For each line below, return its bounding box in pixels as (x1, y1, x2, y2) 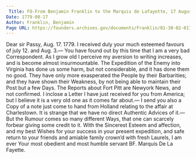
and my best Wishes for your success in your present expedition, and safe (6, 128, 185, 135)
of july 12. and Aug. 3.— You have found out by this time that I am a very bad (6, 47, 190, 54)
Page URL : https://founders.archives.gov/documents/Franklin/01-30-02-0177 (6, 25, 194, 31)
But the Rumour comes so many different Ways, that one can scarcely (6, 115, 174, 123)
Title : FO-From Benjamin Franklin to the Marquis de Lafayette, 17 (8, 8, 176, 15)
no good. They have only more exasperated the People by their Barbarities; (6, 72, 187, 79)
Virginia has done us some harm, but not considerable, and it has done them (6, 65, 190, 73)
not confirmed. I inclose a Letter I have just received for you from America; (6, 91, 185, 98)
